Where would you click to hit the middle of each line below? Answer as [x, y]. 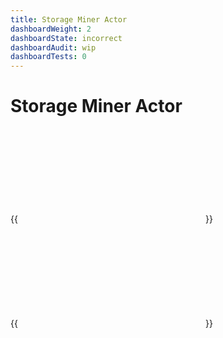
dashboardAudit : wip [53, 47]
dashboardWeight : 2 [51, 29]
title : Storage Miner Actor [69, 19]
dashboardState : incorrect [66, 38]
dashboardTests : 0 [48, 57]
